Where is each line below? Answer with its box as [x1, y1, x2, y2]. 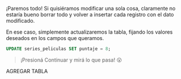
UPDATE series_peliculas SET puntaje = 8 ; [6, 46, 111, 52]
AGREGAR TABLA [6, 67, 48, 74]
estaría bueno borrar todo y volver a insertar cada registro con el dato [6, 11, 174, 18]
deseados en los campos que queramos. [6, 35, 104, 41]
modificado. [6, 17, 35, 24]
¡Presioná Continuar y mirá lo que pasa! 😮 [20, 56, 123, 63]
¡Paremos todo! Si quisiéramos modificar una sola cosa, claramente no [6, 5, 176, 12]
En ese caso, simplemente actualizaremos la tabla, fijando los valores [6, 28, 173, 35]
